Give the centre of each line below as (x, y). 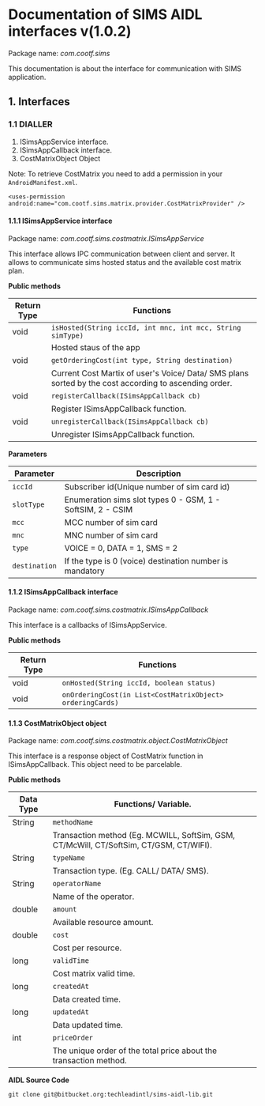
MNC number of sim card (111, 535)
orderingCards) (90, 703)
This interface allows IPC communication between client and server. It (121, 254)
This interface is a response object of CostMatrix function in (106, 756)
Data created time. (86, 999)
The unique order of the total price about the (135, 1051)
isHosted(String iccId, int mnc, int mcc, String (146, 327)
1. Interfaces (39, 102)
